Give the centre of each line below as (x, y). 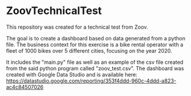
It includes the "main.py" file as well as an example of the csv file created (95, 62)
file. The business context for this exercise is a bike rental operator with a (95, 44)
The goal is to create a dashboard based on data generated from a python (96, 38)
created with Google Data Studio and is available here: (72, 74)
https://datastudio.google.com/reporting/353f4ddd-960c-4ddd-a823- (91, 81)
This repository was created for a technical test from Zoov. (77, 27)
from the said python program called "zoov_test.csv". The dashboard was (95, 68)
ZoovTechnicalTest (54, 11)
